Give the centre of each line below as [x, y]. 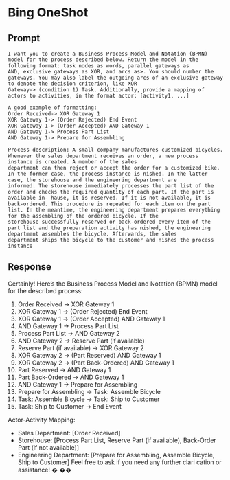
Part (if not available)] [48, 447]
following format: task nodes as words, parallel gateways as [99, 66]
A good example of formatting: [53, 108]
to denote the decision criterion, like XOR [72, 84]
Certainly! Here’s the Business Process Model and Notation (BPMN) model [113, 284]
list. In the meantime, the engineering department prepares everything [114, 210]
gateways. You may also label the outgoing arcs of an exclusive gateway [116, 78]
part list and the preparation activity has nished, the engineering [110, 228]
